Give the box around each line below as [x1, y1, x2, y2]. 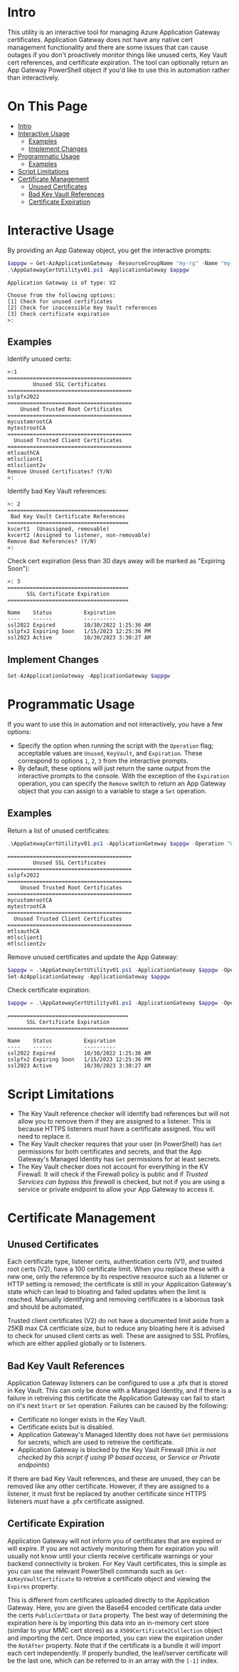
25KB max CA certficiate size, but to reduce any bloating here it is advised [7, 1324, 225, 1332]
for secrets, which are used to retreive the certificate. [17, 1438, 174, 1446]
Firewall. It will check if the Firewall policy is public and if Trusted [17, 1170, 208, 1179]
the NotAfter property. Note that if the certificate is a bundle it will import [7, 1641, 221, 1649]
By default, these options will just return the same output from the [17, 764, 211, 773]
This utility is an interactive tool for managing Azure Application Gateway [7, 28, 221, 36]
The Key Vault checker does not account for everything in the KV [17, 1162, 208, 1171]
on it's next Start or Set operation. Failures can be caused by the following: [7, 1401, 228, 1410]
